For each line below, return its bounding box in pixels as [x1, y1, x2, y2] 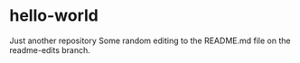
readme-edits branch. [9, 44, 90, 55]
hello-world [9, 5, 99, 26]
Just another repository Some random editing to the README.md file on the [9, 35, 291, 46]
